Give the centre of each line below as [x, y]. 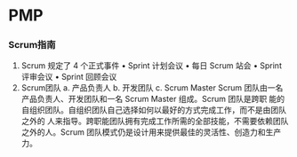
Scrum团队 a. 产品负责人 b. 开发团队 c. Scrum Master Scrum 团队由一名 [152, 88]
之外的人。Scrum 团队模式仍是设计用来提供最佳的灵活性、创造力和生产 [151, 132]
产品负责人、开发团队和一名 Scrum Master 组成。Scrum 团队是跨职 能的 [153, 99]
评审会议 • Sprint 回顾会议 [69, 77]
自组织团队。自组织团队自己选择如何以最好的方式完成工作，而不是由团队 [153, 110]
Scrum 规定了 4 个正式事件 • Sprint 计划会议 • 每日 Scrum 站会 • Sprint [151, 66]
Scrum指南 [32, 45]
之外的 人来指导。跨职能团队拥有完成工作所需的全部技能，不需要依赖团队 [155, 122]
